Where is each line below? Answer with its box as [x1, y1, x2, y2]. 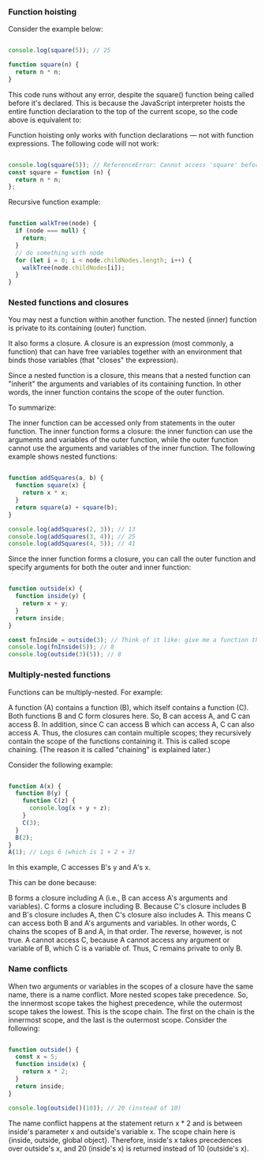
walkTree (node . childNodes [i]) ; [22, 263, 125, 271]
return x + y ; [22, 599, 69, 607]
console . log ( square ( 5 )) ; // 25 [8, 47, 111, 55]
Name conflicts [8, 963, 69, 974]
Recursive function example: [8, 197, 101, 207]
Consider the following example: [8, 760, 114, 770]
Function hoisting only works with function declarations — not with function [8, 130, 254, 140]
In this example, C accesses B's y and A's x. [8, 863, 151, 872]
